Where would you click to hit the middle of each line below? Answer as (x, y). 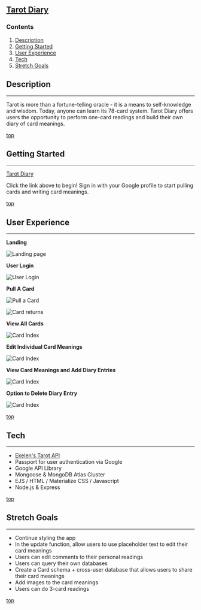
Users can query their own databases (61, 563)
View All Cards (25, 324)
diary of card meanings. (36, 123)
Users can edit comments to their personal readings (79, 557)
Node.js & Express (37, 487)
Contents (20, 27)
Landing (16, 243)
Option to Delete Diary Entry (42, 393)
